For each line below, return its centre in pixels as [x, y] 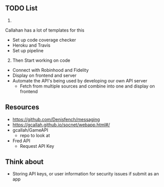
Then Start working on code [41, 60]
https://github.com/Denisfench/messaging [56, 119]
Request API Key [37, 146]
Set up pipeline [28, 50]
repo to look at [35, 135]
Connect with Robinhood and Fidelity [50, 70]
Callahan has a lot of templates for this [45, 30]
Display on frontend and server [44, 75]
